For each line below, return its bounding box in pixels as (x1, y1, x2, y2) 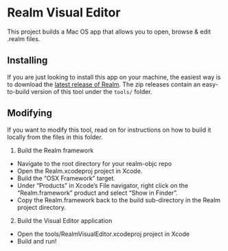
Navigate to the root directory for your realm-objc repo (16, 159, 172, 167)
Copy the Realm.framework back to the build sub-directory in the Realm (16, 195, 221, 204)
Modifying (7, 108, 53, 119)
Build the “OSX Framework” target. (16, 174, 115, 182)
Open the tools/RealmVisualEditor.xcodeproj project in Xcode (16, 230, 190, 238)
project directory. (16, 203, 67, 211)
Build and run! (16, 237, 57, 245)
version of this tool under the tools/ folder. (30, 87, 152, 95)
